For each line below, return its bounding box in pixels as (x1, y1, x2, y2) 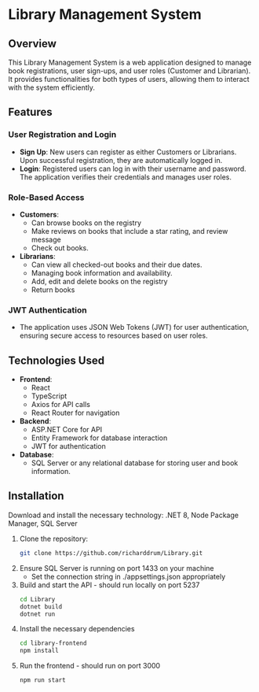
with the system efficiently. (8, 83, 96, 92)
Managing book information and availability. (31, 268, 173, 277)
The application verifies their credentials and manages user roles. (19, 172, 232, 182)
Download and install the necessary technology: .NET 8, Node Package (8, 510, 239, 520)
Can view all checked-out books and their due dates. (31, 260, 202, 269)
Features (8, 105, 53, 119)
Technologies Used (8, 353, 104, 367)
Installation (8, 490, 64, 503)
